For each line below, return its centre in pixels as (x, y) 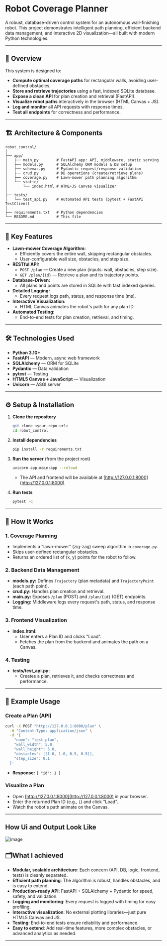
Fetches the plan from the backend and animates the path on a (84, 642)
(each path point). (31, 586)
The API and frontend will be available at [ (62, 477)
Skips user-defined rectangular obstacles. (55, 552)
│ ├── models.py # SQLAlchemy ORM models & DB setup (69, 164)
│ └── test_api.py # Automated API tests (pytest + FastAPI (74, 199)
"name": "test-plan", (36, 740)
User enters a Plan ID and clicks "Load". (61, 636)
